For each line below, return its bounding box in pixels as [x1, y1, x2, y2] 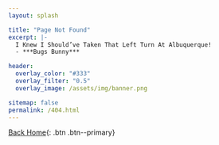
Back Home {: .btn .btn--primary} [8, 128, 115, 137]
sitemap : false [8, 98, 59, 107]
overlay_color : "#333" [15, 70, 91, 78]
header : [8, 63, 34, 71]
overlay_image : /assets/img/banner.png [15, 84, 148, 92]
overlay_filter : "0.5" [15, 77, 91, 85]
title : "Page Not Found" [8, 25, 91, 34]
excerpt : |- [8, 33, 48, 41]
